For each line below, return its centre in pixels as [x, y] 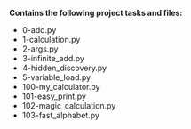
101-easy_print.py [54, 96]
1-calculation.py [51, 40]
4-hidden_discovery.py [64, 68]
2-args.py [40, 49]
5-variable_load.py [56, 77]
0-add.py [39, 30]
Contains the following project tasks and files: [96, 13]
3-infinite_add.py [53, 58]
